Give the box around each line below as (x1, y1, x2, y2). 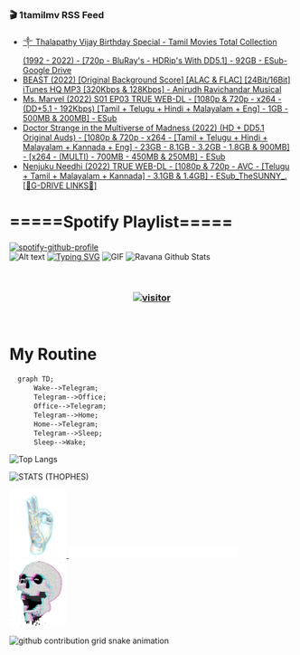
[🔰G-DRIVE (22, 180, 64, 191)
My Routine (9, 344, 98, 365)
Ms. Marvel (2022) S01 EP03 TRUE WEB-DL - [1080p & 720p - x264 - (22, 94, 282, 105)
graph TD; (17, 375, 54, 384)
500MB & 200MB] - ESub (22, 113, 117, 124)
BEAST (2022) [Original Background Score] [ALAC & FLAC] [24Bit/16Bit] (22, 74, 291, 85)
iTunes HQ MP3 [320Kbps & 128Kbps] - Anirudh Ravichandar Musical (22, 84, 282, 95)
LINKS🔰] (65, 180, 98, 191)
